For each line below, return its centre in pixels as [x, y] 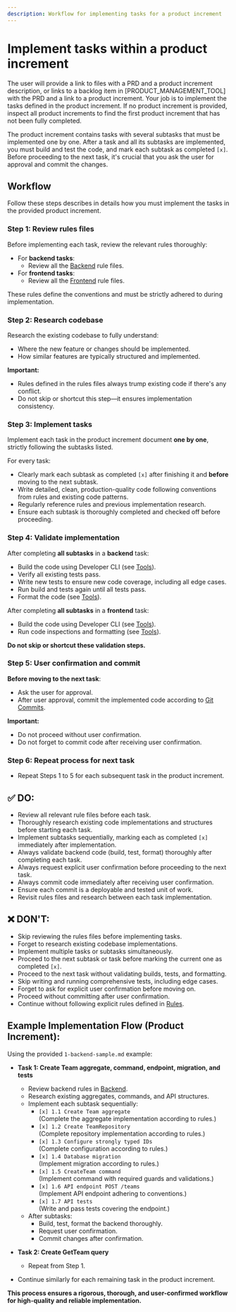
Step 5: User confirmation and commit [74, 663]
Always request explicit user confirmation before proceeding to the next [122, 867]
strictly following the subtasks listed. [60, 447]
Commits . [31, 707]
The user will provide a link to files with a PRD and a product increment [110, 83]
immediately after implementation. [67, 844]
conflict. [30, 391]
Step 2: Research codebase [55, 320]
